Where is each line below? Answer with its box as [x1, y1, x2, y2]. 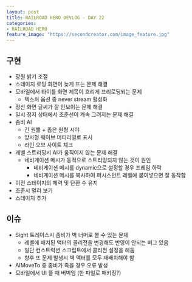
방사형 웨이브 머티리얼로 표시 [24, 133, 93, 140]
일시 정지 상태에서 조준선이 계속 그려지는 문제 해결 [15, 111, 134, 118]
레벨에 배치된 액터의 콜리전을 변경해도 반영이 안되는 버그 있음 [24, 238, 169, 246]
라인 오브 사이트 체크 [24, 141, 74, 148]
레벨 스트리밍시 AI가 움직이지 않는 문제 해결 [15, 148, 118, 156]
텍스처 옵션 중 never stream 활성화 [24, 95, 108, 103]
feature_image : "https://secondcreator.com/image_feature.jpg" [6, 32, 170, 38]
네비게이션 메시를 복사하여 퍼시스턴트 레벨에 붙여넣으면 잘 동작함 [33, 171, 187, 179]
